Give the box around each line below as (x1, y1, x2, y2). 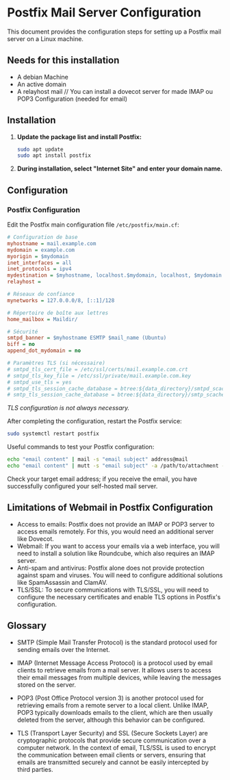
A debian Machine (16, 73, 68, 81)
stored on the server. (16, 680, 77, 689)
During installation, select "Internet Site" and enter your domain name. (16, 164, 222, 173)
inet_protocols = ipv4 (7, 266, 72, 273)
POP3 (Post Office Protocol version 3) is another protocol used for (16, 694, 204, 702)
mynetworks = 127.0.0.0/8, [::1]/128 (7, 297, 115, 304)
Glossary (7, 620, 47, 631)
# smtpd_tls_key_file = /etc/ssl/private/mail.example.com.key (7, 372, 192, 379)
